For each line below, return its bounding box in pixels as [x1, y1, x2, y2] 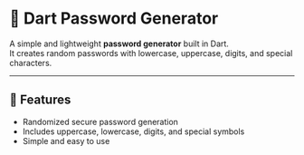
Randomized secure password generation [22, 116, 179, 127]
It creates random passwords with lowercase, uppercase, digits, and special [9, 47, 293, 58]
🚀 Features [9, 92, 71, 108]
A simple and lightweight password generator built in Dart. [9, 38, 229, 49]
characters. [9, 57, 52, 68]
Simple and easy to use [22, 135, 110, 146]
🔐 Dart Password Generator [9, 8, 219, 29]
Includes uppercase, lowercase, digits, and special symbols [22, 126, 245, 137]
